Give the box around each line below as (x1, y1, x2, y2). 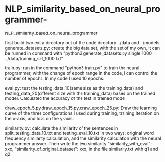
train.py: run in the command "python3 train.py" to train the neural (5, 65, 140, 71)
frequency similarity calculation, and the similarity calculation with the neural (5, 135, 161, 141)
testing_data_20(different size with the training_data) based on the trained (5, 90, 156, 96)
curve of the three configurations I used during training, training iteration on (5, 110, 159, 116)
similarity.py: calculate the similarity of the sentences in (5, 125, 118, 131)
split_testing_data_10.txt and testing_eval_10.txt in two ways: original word (5, 130, 154, 136)
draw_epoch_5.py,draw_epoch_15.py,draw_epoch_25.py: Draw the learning (5, 105, 157, 111)
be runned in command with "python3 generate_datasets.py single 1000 (5, 50, 152, 56)
